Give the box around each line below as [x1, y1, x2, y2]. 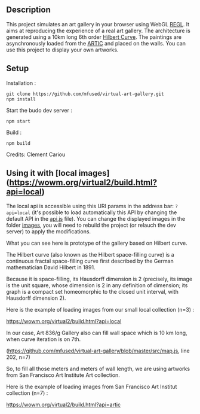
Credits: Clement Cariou [6, 151, 66, 158]
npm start [6, 118, 31, 124]
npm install [6, 96, 36, 102]
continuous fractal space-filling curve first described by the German [6, 257, 174, 265]
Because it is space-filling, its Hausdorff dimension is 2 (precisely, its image [6, 275, 193, 283]
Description [6, 5, 51, 15]
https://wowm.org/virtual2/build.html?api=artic [6, 401, 121, 409]
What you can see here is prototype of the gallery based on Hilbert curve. [6, 239, 187, 247]
